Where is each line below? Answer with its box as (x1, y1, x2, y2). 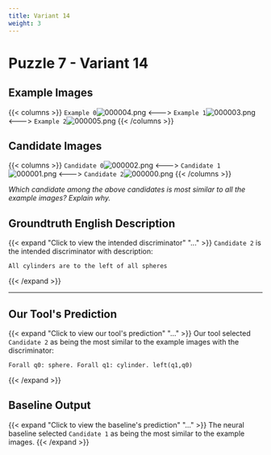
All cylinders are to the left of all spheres (8, 263, 168, 271)
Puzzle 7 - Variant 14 (8, 54, 149, 72)
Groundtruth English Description (8, 217, 176, 230)
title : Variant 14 (8, 11, 70, 20)
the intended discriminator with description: (8, 246, 153, 256)
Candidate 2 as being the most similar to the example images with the (8, 337, 240, 346)
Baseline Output (8, 399, 91, 412)
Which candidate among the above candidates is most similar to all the (8, 184, 246, 194)
